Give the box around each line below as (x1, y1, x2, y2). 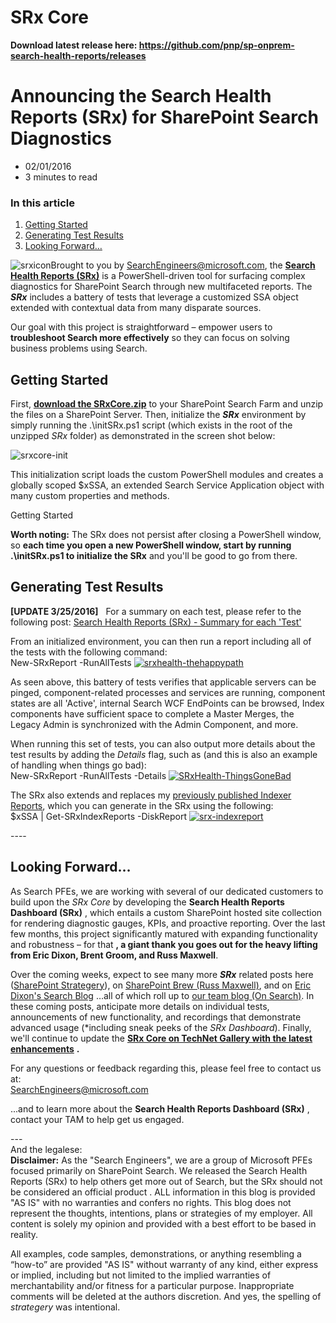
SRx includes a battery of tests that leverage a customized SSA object (10, 291, 299, 303)
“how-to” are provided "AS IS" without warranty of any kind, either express (10, 1258, 319, 1270)
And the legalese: (10, 1143, 83, 1155)
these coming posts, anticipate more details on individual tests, (10, 1000, 270, 1012)
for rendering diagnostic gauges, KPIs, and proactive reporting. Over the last (10, 917, 326, 929)
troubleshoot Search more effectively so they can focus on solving (10, 332, 290, 344)
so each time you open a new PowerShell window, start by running (10, 539, 292, 551)
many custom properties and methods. (10, 489, 170, 501)
